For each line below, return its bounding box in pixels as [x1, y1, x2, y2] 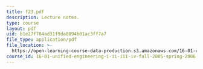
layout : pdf [6, 25, 36, 32]
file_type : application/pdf [6, 37, 77, 43]
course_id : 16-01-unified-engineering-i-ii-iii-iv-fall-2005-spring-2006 [6, 53, 196, 59]
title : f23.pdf [6, 8, 45, 15]
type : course [6, 20, 39, 26]
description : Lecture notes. [6, 14, 80, 20]
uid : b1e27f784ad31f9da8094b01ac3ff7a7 [6, 31, 107, 37]
